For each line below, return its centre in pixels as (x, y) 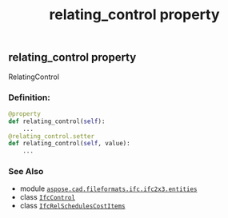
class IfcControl (48, 197)
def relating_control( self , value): (69, 144)
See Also (26, 172)
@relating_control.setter (51, 136)
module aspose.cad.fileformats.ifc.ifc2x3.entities (108, 188)
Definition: (29, 97)
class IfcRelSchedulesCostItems (72, 206)
